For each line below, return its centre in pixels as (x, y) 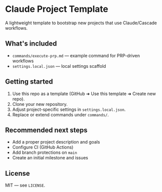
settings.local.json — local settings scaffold (59, 66)
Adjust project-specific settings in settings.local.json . (69, 109)
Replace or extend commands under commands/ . (61, 114)
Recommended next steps (46, 130)
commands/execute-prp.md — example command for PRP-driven (76, 55)
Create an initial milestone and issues (50, 158)
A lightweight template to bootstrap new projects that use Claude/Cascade (81, 23)
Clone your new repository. (40, 104)
